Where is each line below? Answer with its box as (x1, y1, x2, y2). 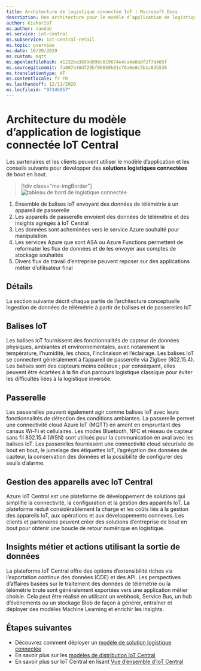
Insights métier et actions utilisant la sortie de (6, 542, 181, 552)
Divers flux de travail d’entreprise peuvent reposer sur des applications (14, 257, 190, 264)
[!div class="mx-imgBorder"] (20, 182, 93, 189)
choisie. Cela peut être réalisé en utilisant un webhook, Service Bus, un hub (6, 592, 193, 600)
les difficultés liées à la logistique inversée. (6, 375, 112, 383)
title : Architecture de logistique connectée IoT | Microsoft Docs (6, 8, 178, 15)
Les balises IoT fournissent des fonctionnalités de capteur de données (6, 337, 179, 344)
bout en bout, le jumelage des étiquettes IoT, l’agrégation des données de (6, 447, 187, 454)
